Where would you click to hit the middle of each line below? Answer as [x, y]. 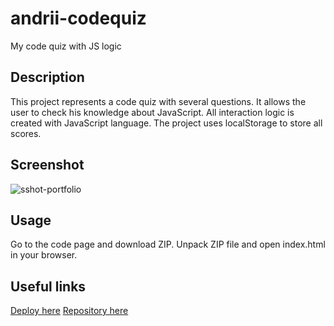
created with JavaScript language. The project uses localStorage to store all [166, 123]
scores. [26, 133]
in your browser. [44, 255]
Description [47, 77]
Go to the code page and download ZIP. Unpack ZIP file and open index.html [168, 244]
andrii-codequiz [78, 18]
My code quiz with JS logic [66, 46]
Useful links [48, 286]
